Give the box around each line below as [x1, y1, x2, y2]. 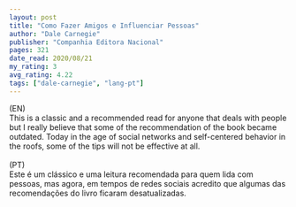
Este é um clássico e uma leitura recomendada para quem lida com [9, 169, 254, 180]
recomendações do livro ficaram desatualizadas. [9, 188, 187, 198]
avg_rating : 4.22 [9, 71, 73, 80]
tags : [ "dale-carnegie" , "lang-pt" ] [9, 79, 144, 88]
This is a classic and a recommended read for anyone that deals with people [9, 112, 287, 123]
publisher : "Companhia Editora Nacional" [9, 37, 164, 47]
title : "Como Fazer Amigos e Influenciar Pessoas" [9, 21, 200, 30]
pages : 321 [9, 46, 49, 55]
